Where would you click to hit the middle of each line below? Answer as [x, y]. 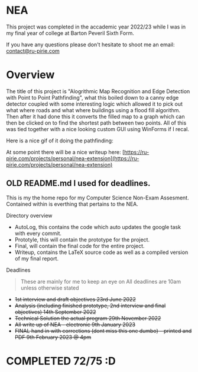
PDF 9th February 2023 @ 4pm [53, 337]
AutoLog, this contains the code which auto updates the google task [98, 227]
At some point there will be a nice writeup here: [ [65, 152]
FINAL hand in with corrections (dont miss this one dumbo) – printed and [103, 330]
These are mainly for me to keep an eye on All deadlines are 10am [101, 281]
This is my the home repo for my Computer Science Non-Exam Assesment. [98, 198]
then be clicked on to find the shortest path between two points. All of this [96, 123]
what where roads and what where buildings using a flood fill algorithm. [93, 110]
